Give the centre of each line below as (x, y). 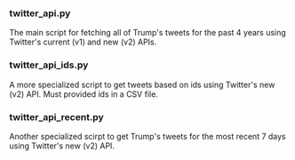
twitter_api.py (40, 13)
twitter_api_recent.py (56, 116)
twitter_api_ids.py (49, 65)
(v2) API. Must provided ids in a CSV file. (84, 94)
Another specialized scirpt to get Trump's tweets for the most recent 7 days (147, 136)
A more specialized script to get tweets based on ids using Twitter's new (142, 84)
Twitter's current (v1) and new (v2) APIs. (83, 42)
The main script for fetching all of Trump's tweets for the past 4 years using (147, 33)
